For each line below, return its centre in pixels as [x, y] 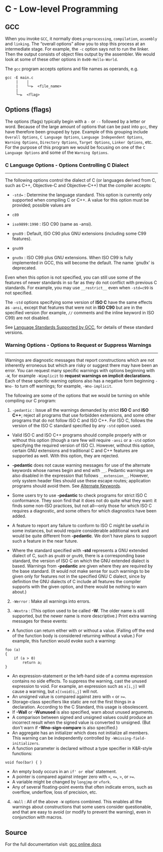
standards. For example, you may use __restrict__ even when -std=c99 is [79, 288]
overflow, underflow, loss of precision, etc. [55, 792]
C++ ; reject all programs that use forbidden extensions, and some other [84, 416]
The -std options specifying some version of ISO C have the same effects [79, 303]
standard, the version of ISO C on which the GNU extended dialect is [81, 561]
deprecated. [24, 268]
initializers [25, 744]
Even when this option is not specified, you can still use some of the [73, 277]
